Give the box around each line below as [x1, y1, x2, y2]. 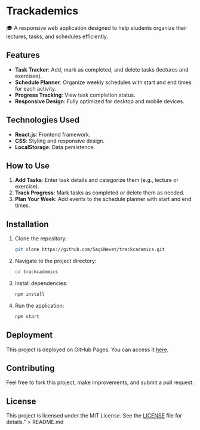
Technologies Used [6, 115, 79, 125]
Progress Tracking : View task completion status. [14, 91, 136, 98]
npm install [14, 291, 45, 297]
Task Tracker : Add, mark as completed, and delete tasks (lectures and [14, 66, 189, 73]
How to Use [6, 160, 50, 171]
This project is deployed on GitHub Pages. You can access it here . [6, 346, 169, 353]
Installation [6, 219, 49, 229]
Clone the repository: [14, 235, 67, 242]
